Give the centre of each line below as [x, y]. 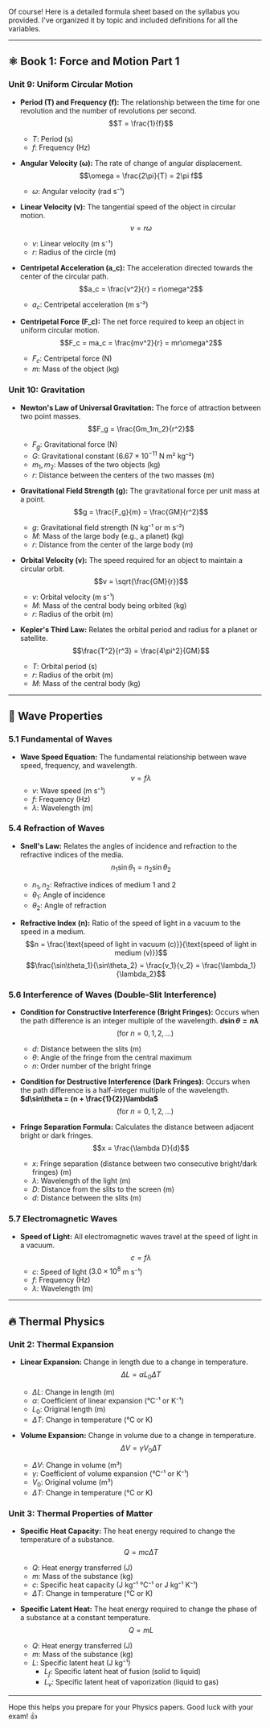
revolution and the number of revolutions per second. [108, 110]
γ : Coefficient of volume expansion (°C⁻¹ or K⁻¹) [110, 1474]
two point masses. [50, 416]
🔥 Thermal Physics [57, 1321]
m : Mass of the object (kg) [76, 369]
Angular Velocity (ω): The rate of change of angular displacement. [131, 163]
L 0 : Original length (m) [69, 1410]
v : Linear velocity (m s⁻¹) [73, 243]
